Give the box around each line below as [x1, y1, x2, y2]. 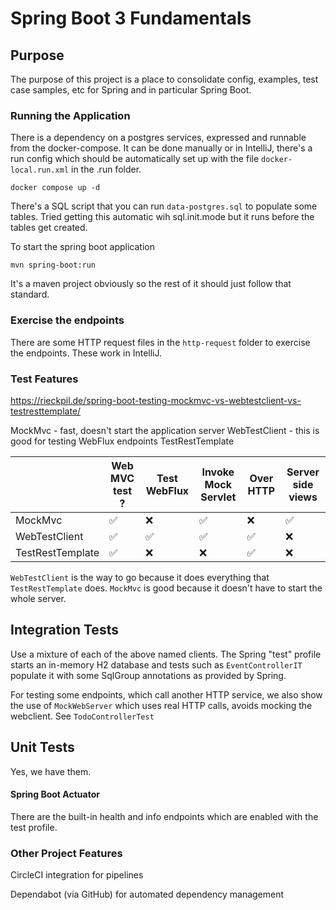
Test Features [10, 372, 79, 386]
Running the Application [10, 108, 131, 122]
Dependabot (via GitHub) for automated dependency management [10, 888, 285, 901]
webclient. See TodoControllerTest [10, 710, 155, 722]
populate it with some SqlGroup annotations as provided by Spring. [10, 669, 287, 681]
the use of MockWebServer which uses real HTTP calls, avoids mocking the [10, 699, 313, 711]
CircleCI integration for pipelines [10, 869, 144, 881]
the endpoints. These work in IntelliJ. [10, 347, 163, 359]
